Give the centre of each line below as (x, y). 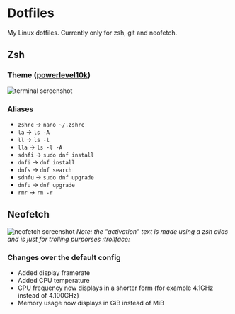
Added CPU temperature (53, 281)
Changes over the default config (64, 257)
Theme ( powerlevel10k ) (49, 75)
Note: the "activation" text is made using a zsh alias (153, 231)
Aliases (21, 109)
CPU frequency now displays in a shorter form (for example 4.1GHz (115, 288)
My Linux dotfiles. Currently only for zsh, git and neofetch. (92, 33)
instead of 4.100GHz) (48, 296)
